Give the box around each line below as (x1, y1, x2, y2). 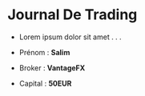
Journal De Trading (7, 6, 138, 24)
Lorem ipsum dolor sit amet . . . (18, 32, 122, 42)
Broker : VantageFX (18, 62, 86, 73)
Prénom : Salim (18, 47, 70, 57)
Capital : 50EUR (18, 78, 72, 88)
